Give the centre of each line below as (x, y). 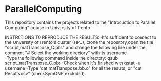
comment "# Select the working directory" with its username (66, 53)
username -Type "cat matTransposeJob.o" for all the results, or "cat (73, 68)
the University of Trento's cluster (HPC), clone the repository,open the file (79, 42)
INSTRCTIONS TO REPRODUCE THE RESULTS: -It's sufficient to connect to (81, 37)
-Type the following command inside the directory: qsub (61, 58)
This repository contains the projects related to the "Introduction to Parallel (80, 22)
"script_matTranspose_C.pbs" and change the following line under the (75, 47)
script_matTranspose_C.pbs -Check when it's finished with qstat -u (73, 63)
